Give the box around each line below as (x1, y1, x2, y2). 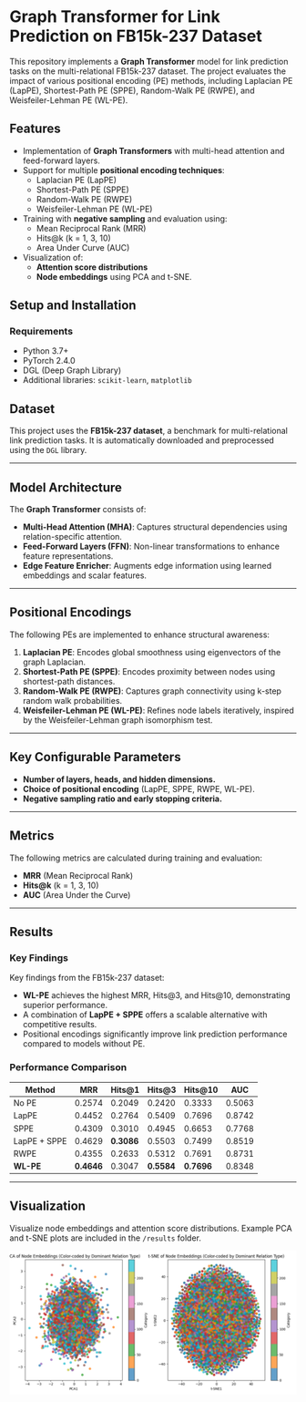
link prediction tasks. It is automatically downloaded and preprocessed (9, 435, 275, 446)
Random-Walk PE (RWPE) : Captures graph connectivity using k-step (22, 686, 282, 696)
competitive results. (22, 1019, 97, 1030)
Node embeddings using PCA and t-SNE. (36, 271, 193, 282)
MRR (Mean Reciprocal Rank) (22, 870, 134, 881)
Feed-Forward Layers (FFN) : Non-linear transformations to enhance (22, 541, 280, 552)
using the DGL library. (9, 445, 87, 456)
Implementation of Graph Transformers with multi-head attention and (22, 145, 285, 156)
